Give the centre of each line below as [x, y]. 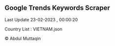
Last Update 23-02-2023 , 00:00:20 [41, 19]
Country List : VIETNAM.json [33, 29]
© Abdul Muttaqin [23, 38]
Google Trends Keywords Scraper [57, 8]
